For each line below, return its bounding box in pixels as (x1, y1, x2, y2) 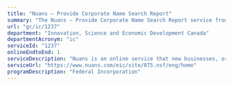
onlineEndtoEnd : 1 (7, 49, 60, 56)
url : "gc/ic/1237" (7, 23, 60, 30)
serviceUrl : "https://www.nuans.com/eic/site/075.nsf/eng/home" (7, 62, 197, 69)
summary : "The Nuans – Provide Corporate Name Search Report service (7, 17, 213, 24)
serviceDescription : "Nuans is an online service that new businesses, (7, 55, 218, 62)
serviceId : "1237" (7, 42, 60, 49)
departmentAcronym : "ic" (7, 36, 79, 43)
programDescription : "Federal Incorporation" (7, 68, 141, 75)
